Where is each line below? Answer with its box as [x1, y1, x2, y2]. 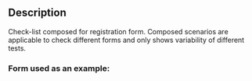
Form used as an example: [8, 62, 110, 73]
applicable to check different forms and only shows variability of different [8, 35, 245, 44]
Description [8, 6, 67, 19]
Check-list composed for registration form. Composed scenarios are [8, 26, 229, 36]
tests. [8, 43, 26, 53]
